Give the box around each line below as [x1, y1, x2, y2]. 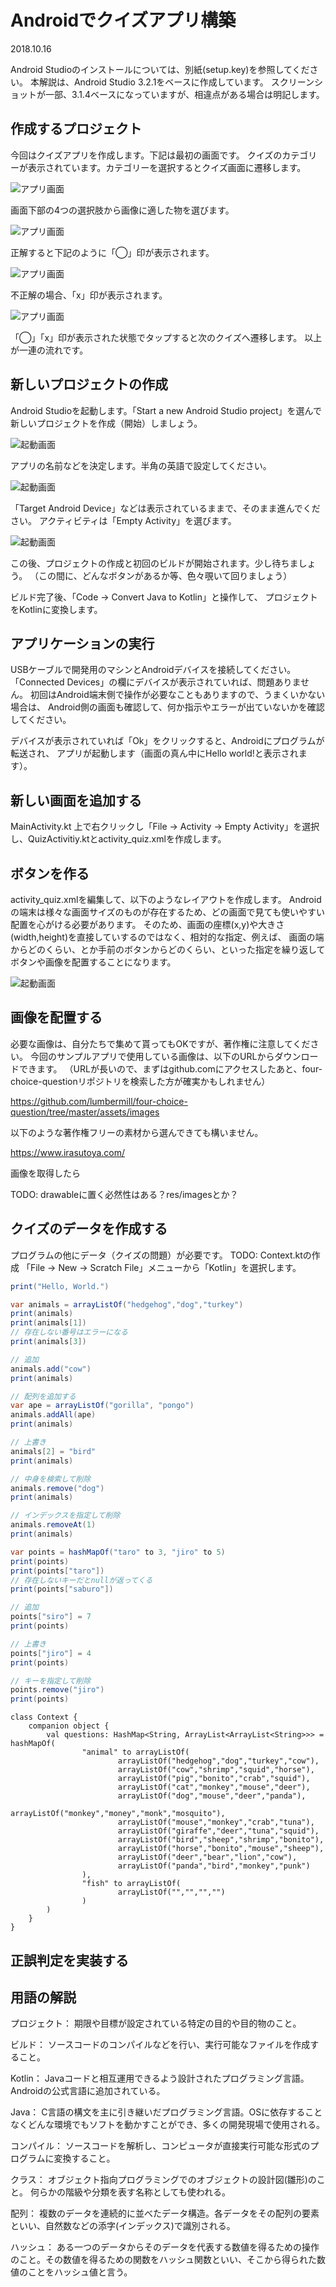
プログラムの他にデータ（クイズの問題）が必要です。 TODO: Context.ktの [10, 1249, 312, 1261]
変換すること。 [53, 2152, 116, 2165]
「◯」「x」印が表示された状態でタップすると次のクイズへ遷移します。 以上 [10, 331, 323, 343]
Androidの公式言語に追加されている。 [10, 2085, 166, 2097]
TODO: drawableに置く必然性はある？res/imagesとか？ [10, 1188, 239, 1200]
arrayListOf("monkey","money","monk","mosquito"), [10, 1809, 226, 1819]
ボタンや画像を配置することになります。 [10, 956, 177, 968]
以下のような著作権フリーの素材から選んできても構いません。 [10, 1126, 264, 1138]
